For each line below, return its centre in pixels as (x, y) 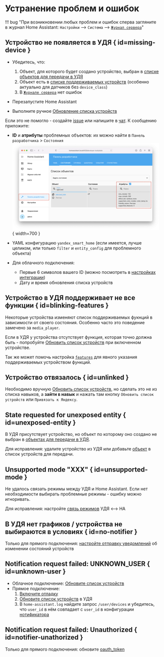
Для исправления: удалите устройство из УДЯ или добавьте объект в (78, 449)
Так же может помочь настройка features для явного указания (71, 357)
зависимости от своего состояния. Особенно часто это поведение (75, 322)
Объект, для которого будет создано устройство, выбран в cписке (89, 71)
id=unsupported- (121, 469)
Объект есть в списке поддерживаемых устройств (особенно (84, 82)
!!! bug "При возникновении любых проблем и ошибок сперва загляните (81, 22)
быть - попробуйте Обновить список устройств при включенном (73, 342)
